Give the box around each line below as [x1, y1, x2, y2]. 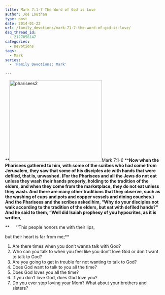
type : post [5, 16, 28, 21]
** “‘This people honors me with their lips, [5, 224, 95, 230]
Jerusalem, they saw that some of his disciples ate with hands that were [5, 168, 156, 174]
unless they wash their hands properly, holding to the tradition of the [5, 178, 149, 184]
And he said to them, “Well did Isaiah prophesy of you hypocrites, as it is [5, 209, 157, 215]
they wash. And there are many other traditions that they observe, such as [5, 189, 161, 195]
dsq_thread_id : [5, 30, 36, 35]
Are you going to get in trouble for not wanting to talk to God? [12, 259, 137, 265]
